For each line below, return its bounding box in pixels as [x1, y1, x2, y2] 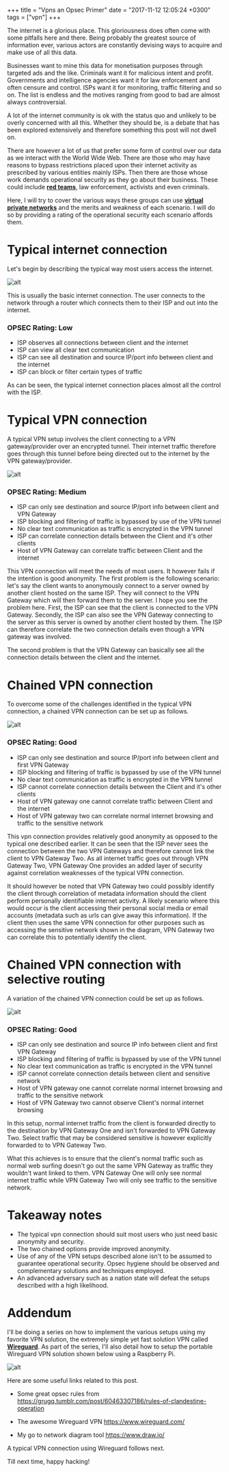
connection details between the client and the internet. [7, 653, 161, 661]
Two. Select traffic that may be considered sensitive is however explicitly [7, 1133, 212, 1141]
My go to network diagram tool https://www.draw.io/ [16, 1430, 165, 1439]
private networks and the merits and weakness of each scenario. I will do [7, 204, 215, 211]
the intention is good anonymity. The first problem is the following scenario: [7, 574, 220, 582]
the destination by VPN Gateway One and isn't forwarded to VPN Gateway [7, 1126, 216, 1135]
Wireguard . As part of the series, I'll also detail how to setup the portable [7, 1342, 213, 1351]
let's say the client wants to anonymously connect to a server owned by [7, 582, 210, 590]
